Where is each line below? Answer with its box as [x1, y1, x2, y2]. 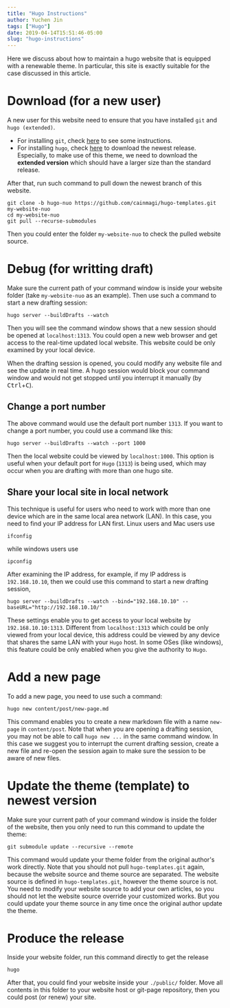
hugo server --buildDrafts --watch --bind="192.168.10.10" [7, 598, 180, 605]
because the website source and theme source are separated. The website [7, 870, 220, 878]
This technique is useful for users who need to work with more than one [7, 505, 211, 513]
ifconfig [7, 532, 32, 540]
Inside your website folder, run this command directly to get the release [7, 953, 209, 961]
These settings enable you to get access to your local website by [7, 616, 191, 624]
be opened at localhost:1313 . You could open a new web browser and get [7, 331, 218, 339]
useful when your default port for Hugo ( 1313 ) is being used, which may [7, 459, 207, 468]
